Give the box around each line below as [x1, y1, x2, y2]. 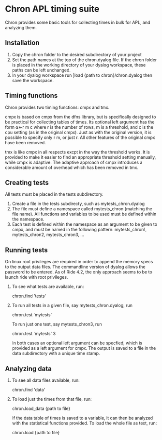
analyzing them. [5, 24, 37, 30]
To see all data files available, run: [12, 377, 80, 383]
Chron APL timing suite [5, 3, 100, 15]
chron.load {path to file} [12, 430, 60, 435]
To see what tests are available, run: [12, 284, 84, 289]
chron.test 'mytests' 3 [12, 331, 56, 337]
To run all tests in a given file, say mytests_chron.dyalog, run [12, 303, 133, 308]
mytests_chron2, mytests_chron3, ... [12, 232, 85, 237]
